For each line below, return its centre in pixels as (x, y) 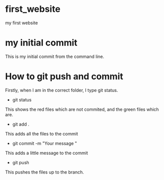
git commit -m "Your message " (44, 143)
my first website (22, 23)
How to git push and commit (64, 76)
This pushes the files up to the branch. (45, 172)
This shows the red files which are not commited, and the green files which (82, 109)
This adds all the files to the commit (41, 134)
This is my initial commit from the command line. (55, 56)
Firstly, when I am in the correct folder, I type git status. (62, 90)
